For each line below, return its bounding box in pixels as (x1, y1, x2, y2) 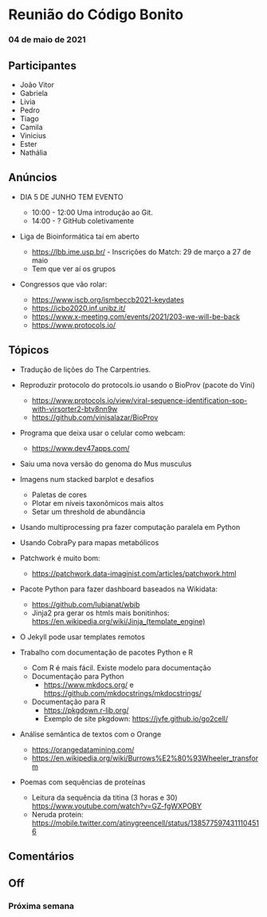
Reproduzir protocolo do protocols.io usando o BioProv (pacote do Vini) (19, 380, 255, 389)
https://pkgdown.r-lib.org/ (43, 705, 129, 715)
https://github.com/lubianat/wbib (31, 599, 140, 609)
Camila (19, 122, 43, 132)
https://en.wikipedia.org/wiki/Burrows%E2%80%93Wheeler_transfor (31, 753, 259, 763)
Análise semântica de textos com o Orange (19, 729, 162, 739)
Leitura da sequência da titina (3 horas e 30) (31, 792, 178, 802)
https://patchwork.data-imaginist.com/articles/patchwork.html (31, 568, 237, 578)
